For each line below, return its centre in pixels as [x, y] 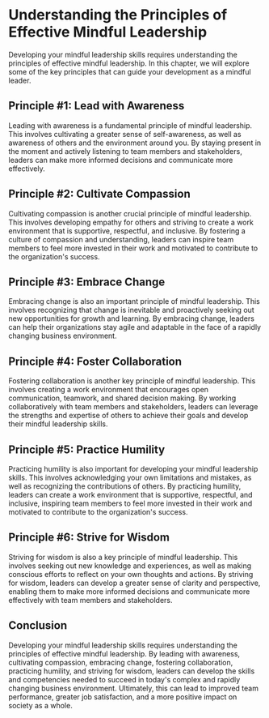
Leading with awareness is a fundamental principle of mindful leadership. [130, 125]
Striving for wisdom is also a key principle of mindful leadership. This [123, 557]
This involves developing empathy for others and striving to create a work [131, 222]
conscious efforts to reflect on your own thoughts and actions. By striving [131, 574]
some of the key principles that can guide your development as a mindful [130, 71]
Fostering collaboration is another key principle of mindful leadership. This [132, 381]
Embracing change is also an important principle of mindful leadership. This [134, 301]
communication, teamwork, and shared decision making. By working [122, 398]
